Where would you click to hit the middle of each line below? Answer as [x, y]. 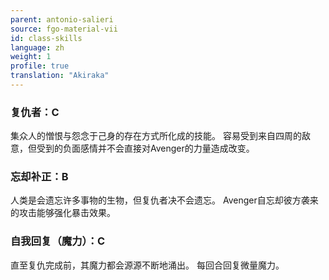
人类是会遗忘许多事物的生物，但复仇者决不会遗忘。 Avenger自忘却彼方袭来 [164, 200]
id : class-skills [46, 38]
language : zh [37, 47]
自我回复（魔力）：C [58, 241]
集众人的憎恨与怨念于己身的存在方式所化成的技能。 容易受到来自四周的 [156, 136]
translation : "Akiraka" [60, 76]
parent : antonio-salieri [62, 19]
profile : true [40, 66]
